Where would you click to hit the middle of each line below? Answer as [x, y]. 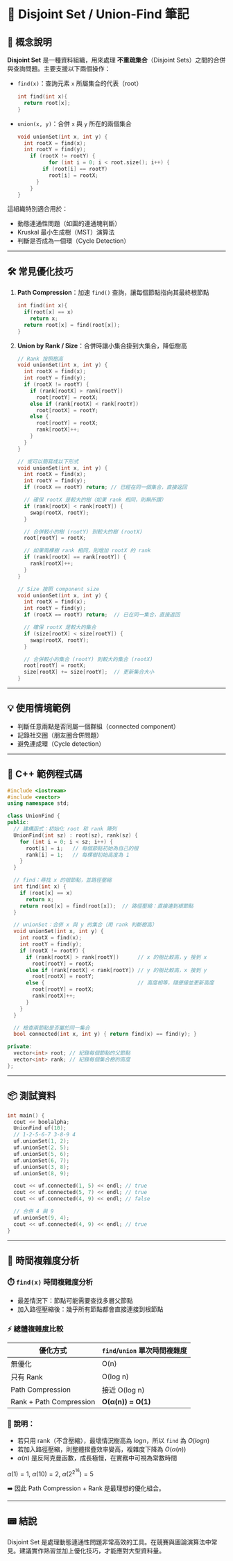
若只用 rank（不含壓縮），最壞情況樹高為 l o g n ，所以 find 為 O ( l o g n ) [113, 1440]
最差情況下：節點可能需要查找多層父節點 [75, 1301]
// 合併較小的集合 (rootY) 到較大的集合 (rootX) [88, 659]
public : [18, 823]
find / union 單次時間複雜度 [144, 1351]
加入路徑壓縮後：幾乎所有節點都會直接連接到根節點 [90, 1309]
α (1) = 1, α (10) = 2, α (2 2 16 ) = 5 [50, 1473]
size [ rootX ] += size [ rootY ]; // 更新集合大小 [89, 672]
